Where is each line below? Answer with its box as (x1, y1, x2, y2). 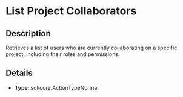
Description (5, 28, 51, 39)
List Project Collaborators (5, 4, 137, 18)
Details (5, 68, 33, 78)
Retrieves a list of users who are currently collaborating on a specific (5, 44, 178, 51)
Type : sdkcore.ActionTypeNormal (14, 84, 99, 91)
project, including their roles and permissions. (5, 51, 120, 58)
